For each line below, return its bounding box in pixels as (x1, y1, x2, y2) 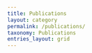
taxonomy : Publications (7, 29, 77, 36)
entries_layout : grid (7, 36, 70, 43)
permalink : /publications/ (7, 23, 86, 30)
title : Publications (7, 10, 68, 17)
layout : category (7, 17, 58, 23)
